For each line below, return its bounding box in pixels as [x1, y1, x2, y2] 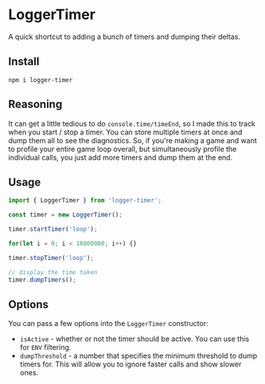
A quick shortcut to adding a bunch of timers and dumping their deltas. [8, 32, 241, 41]
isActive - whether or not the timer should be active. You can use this [19, 334, 249, 343]
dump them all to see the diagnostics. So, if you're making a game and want [8, 135, 257, 145]
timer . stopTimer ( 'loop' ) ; [8, 254, 94, 262]
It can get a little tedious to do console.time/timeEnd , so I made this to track [8, 118, 256, 128]
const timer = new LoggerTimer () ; [8, 211, 123, 219]
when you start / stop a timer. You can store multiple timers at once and [8, 127, 243, 137]
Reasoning [8, 98, 63, 111]
